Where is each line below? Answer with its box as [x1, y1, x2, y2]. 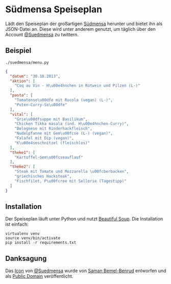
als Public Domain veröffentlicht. [5, 273, 74, 279]
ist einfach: [5, 221, 29, 228]
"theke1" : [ [10, 150, 36, 155]
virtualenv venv [5, 231, 40, 236]
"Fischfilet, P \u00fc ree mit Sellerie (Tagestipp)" [14, 178, 127, 184]
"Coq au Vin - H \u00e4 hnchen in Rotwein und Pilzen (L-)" [14, 83, 140, 88]
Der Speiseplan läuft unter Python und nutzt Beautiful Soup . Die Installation [5, 216, 163, 222]
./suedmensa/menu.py [5, 60, 50, 65]
